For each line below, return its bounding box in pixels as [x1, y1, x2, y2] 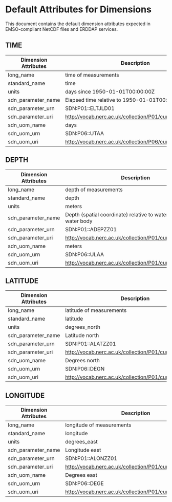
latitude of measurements [64, 307, 127, 314]
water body [64, 217, 93, 225]
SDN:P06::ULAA [64, 251, 104, 258]
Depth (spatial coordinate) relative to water [64, 211, 168, 218]
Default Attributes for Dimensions [5, 4, 152, 15]
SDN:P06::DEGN [64, 365, 105, 373]
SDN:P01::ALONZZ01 [64, 455, 118, 462]
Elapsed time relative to [64, 96, 121, 103]
